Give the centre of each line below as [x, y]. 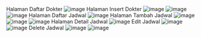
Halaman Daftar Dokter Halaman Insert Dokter [74, 9]
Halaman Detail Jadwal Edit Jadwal [106, 21]
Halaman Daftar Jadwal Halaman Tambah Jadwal [100, 15]
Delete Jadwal [46, 28]
